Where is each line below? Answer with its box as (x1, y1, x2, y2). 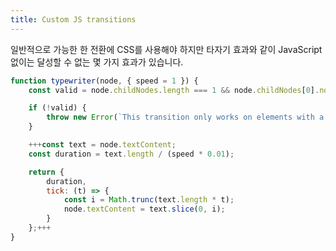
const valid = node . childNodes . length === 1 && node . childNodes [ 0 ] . (28, 85, 320, 95)
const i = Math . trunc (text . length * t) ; (63, 195, 235, 205)
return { (28, 167, 65, 177)
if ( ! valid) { (28, 103, 87, 113)
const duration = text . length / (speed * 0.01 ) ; (28, 149, 235, 159)
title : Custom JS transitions (10, 14, 137, 25)
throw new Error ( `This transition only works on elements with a (46, 112, 325, 123)
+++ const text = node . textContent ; (28, 140, 177, 150)
